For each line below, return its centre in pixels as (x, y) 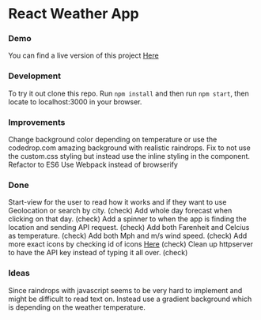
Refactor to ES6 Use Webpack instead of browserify (93, 165)
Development (35, 76)
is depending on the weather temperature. (77, 307)
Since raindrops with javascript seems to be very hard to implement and (125, 290)
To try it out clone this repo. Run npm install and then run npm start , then (129, 93)
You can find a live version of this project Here (84, 55)
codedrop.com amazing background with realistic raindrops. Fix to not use (129, 148)
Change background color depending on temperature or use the (113, 140)
